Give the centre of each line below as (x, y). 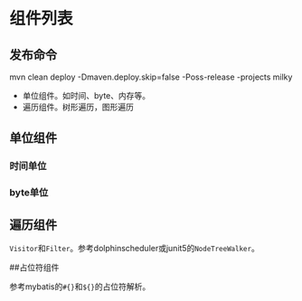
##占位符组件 (34, 268)
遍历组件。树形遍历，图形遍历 (78, 107)
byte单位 (29, 193)
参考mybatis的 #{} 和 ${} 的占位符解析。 (80, 287)
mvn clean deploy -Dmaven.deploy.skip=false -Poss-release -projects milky (151, 77)
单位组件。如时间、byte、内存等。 (86, 95)
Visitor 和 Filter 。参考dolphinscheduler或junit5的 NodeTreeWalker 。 (134, 249)
